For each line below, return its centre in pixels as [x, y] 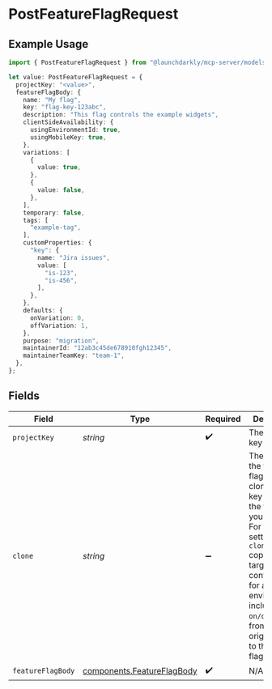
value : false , [61, 190]
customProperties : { [57, 243]
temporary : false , [54, 213]
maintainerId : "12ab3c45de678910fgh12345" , [98, 348]
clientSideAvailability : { [68, 122]
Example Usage [49, 44]
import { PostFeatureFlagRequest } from [78, 62]
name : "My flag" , [52, 100]
